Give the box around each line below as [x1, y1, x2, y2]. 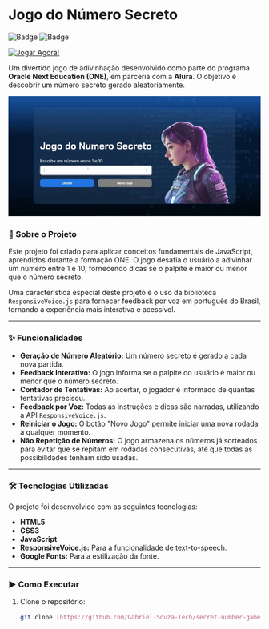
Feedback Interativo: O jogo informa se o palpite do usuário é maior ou [19, 367, 256, 377]
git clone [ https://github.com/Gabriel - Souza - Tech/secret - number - [19, 614, 247, 622]
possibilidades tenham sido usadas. [19, 452, 139, 462]
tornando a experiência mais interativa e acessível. [8, 305, 176, 314]
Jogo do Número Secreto [8, 6, 179, 24]
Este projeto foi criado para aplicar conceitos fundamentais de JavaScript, [8, 246, 254, 257]
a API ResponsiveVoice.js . [19, 410, 106, 419]
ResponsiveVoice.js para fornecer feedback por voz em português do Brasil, [8, 296, 261, 306]
